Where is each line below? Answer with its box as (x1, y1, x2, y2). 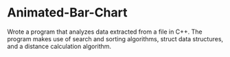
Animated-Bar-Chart (7, 5, 128, 21)
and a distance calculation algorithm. (7, 42, 112, 50)
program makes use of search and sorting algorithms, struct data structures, (7, 34, 224, 43)
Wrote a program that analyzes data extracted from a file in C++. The (7, 27, 203, 36)
